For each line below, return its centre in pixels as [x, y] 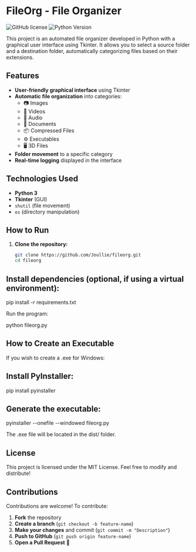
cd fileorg [28, 261]
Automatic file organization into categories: [68, 96]
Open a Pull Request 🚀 [42, 542]
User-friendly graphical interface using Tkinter [72, 90]
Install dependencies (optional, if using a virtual [95, 279]
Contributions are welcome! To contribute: [57, 506]
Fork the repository [38, 517]
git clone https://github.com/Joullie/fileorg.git [78, 255]
